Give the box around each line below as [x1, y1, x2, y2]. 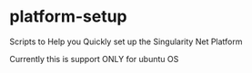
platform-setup [9, 6, 127, 27]
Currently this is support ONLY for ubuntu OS [9, 53, 179, 64]
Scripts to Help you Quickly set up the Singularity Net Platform [9, 36, 243, 47]
